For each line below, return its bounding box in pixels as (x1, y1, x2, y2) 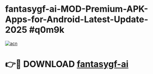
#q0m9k (29, 25, 65, 35)
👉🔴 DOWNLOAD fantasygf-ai (5, 59, 129, 70)
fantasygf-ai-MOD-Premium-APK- (5, 3, 149, 15)
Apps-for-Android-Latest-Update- (5, 14, 149, 25)
